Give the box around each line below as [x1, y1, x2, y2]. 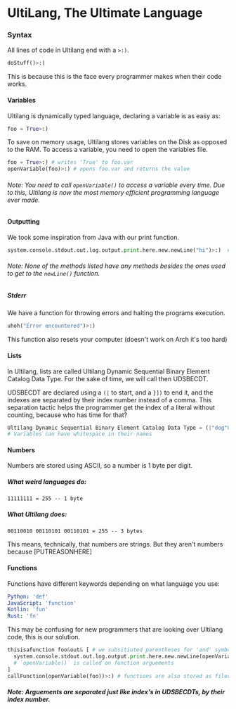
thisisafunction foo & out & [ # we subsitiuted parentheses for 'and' [7, 646, 212, 653]
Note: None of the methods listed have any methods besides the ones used [7, 262, 226, 270]
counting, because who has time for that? [7, 410, 128, 419]
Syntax [7, 30, 32, 40]
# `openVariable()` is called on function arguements [13, 659, 174, 666]
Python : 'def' [7, 593, 49, 600]
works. [7, 79, 27, 89]
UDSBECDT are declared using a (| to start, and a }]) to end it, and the [7, 388, 214, 397]
